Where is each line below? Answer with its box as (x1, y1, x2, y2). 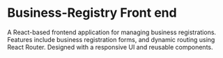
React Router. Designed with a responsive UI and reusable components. (7, 43, 213, 51)
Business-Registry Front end (7, 5, 177, 21)
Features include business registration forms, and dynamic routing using (7, 35, 215, 43)
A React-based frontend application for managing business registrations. (7, 28, 217, 36)
